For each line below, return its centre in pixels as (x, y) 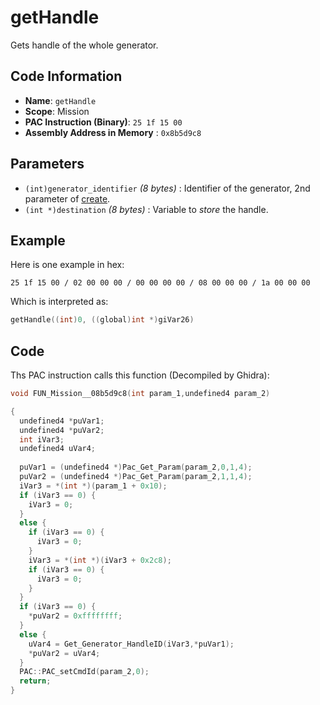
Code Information (66, 76)
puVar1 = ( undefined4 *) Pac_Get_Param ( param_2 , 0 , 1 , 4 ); (136, 467)
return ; (35, 681)
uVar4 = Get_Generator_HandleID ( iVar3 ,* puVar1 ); (131, 644)
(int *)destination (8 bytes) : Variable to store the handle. (146, 209)
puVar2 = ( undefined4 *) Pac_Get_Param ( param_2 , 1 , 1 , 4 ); (136, 477)
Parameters (47, 164)
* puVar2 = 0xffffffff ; (75, 616)
